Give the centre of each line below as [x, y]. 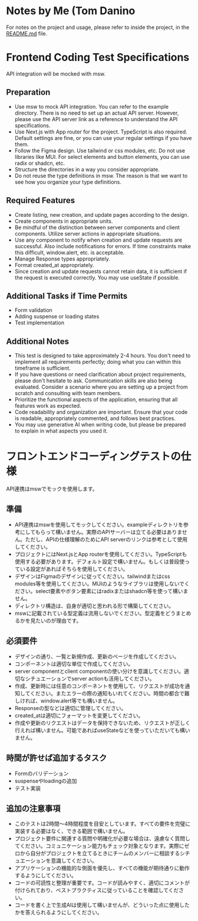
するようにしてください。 [45, 876]
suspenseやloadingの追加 [46, 780]
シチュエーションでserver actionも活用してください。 [90, 678]
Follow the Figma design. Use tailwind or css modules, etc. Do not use [100, 150]
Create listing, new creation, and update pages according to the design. [102, 214]
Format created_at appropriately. [54, 265]
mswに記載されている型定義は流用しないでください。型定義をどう [95, 613]
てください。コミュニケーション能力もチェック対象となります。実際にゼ [102, 846]
